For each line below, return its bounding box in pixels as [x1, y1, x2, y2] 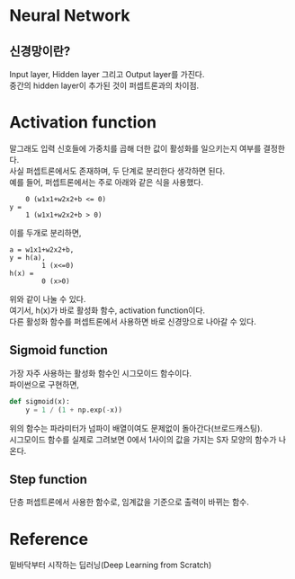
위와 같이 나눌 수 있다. [9, 293, 86, 304]
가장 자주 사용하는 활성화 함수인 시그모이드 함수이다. [9, 368, 192, 379]
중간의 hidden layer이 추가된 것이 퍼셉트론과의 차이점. [9, 80, 200, 91]
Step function [9, 471, 88, 486]
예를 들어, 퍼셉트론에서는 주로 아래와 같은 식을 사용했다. [9, 176, 204, 187]
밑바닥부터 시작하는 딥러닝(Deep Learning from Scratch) [9, 559, 212, 571]
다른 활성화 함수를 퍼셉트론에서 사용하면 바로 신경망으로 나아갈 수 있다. [9, 316, 256, 326]
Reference [9, 529, 88, 549]
